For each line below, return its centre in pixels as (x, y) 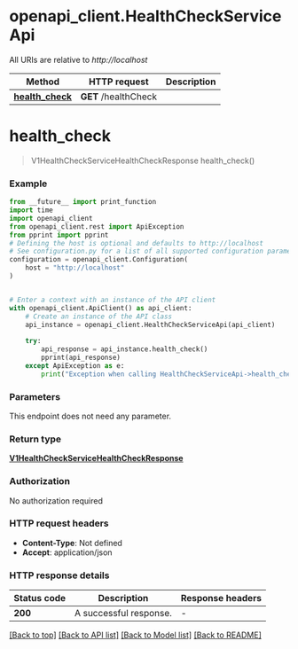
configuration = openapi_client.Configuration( (99, 260)
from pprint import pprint (59, 235)
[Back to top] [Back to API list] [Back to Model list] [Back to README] (135, 635)
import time (31, 210)
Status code (40, 598)
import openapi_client (51, 218)
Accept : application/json (67, 552)
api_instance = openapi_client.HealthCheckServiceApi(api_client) (150, 324)
